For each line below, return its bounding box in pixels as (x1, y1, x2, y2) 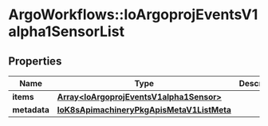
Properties (8, 54, 62, 68)
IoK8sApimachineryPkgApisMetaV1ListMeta (57, 104, 231, 115)
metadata (12, 104, 49, 115)
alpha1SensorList (8, 22, 125, 41)
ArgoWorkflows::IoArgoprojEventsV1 (8, 6, 258, 24)
